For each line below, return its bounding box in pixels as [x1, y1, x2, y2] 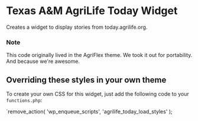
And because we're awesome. [6, 58, 80, 65]
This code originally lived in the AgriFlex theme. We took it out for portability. [6, 52, 193, 59]
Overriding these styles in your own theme [6, 75, 167, 85]
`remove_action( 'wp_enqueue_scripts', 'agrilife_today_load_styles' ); [6, 108, 173, 115]
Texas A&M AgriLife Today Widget [6, 4, 178, 18]
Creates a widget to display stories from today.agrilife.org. [6, 23, 148, 31]
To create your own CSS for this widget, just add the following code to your [6, 90, 189, 98]
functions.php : [6, 97, 43, 104]
